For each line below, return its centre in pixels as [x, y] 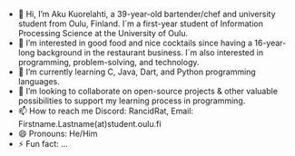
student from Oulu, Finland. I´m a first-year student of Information [140, 24]
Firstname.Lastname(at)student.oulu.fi [89, 124]
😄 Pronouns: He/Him [58, 133]
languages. [39, 81]
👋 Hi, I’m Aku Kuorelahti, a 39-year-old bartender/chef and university [147, 14]
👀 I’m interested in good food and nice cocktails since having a [135, 43]
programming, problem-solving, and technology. [108, 62]
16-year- [270, 43]
